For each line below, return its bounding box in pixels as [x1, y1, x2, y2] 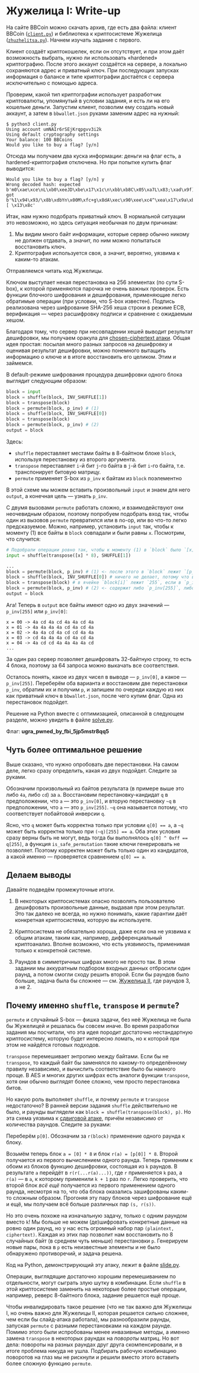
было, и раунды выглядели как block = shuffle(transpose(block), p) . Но [6, 1109, 191, 1116]
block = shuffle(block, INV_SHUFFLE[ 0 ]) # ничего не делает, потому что [6, 574, 190, 580]
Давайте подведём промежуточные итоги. [6, 886, 115, 893]
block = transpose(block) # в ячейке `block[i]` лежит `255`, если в [6, 580, 182, 586]
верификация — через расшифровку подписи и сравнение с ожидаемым [6, 310, 192, 317]
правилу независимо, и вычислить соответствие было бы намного [6, 1065, 176, 1072]
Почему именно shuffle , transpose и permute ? [6, 1000, 179, 1010]
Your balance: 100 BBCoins [6, 136, 73, 143]
